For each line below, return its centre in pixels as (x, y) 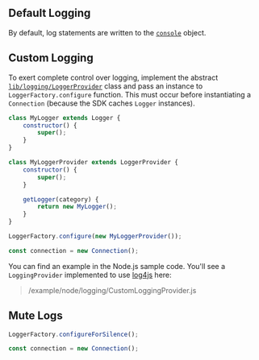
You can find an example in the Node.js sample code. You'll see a (117, 266)
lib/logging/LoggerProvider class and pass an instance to (106, 86)
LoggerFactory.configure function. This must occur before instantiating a (130, 94)
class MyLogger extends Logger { (65, 118)
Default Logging (50, 13)
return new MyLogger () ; (77, 207)
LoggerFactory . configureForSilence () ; (73, 334)
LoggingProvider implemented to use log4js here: (90, 275)
